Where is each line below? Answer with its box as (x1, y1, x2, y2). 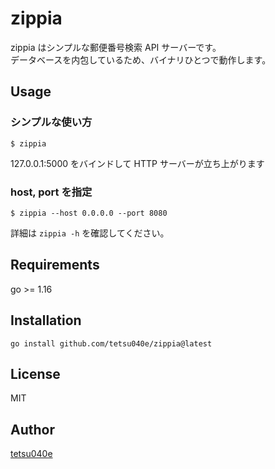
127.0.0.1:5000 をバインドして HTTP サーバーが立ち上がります (10, 157, 265, 169)
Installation (10, 312, 82, 329)
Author (10, 421, 55, 438)
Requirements (10, 257, 100, 274)
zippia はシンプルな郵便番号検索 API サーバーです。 (10, 41, 222, 53)
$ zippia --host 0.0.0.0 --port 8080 (10, 208, 168, 218)
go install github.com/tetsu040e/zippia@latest (10, 338, 213, 349)
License (10, 365, 61, 382)
